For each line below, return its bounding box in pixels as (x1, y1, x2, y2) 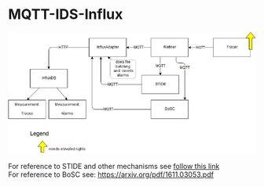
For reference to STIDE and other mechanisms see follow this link (8, 161, 220, 171)
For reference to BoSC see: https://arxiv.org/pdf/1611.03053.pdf (8, 170, 214, 179)
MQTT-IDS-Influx (8, 5, 123, 23)
